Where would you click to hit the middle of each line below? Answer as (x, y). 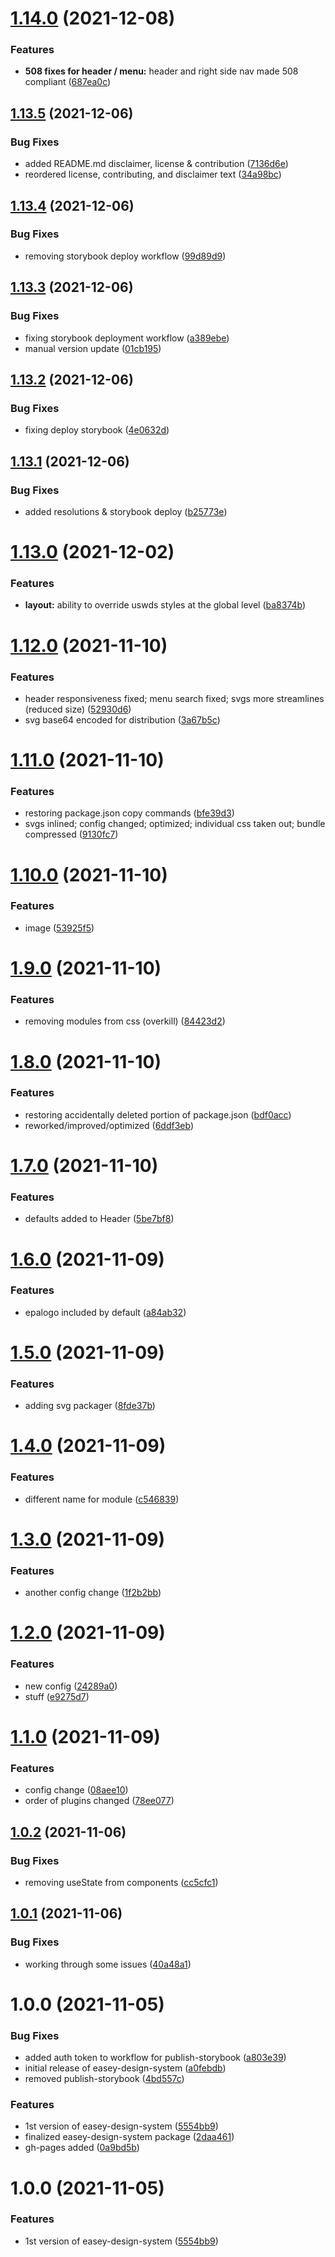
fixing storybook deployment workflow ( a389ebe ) (127, 338)
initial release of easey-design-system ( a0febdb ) (125, 2068)
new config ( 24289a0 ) (71, 1686)
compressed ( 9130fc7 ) (71, 834)
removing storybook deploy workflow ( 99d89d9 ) (125, 256)
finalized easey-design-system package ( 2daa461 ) (129, 2137)
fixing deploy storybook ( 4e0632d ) (97, 430)
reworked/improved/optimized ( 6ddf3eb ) (109, 1125)
